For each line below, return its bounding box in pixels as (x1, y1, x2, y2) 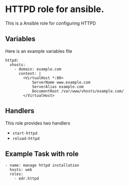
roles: (9, 172, 23, 177)
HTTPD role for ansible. (5, 4, 104, 15)
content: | (18, 71, 41, 76)
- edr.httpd (14, 176, 39, 181)
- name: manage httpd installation (5, 163, 79, 168)
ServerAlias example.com (31, 84, 84, 89)
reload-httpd (12, 136, 40, 141)
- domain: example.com (14, 66, 61, 71)
